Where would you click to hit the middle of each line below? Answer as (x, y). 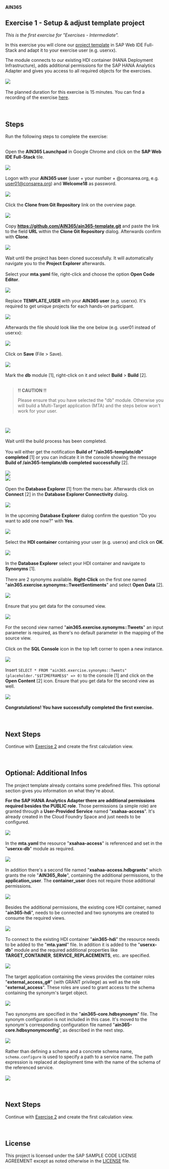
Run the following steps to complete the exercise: (57, 136)
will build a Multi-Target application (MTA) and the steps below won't (89, 406)
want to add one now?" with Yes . (40, 521)
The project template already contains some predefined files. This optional (83, 785)
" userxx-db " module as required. (40, 848)
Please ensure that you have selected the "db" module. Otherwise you (91, 400)
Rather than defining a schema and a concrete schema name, (69, 1051)
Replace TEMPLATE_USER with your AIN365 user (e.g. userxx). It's (76, 301)
